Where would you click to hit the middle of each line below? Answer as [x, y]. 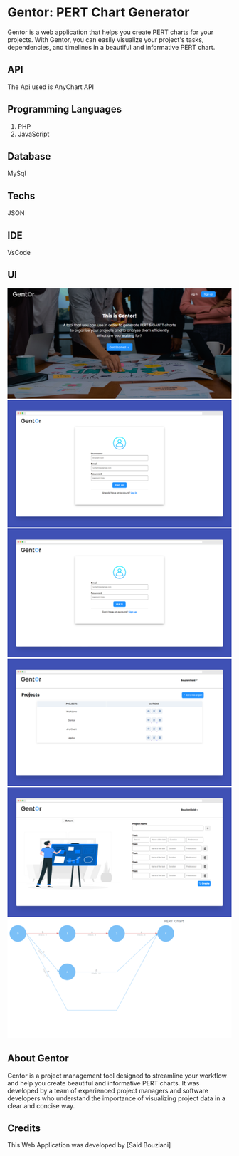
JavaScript [33, 134]
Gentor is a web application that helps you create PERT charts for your [111, 32]
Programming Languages [65, 109]
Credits [24, 1128]
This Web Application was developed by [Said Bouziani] [89, 1145]
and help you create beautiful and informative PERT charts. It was [103, 1083]
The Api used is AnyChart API [51, 87]
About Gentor [38, 1058]
